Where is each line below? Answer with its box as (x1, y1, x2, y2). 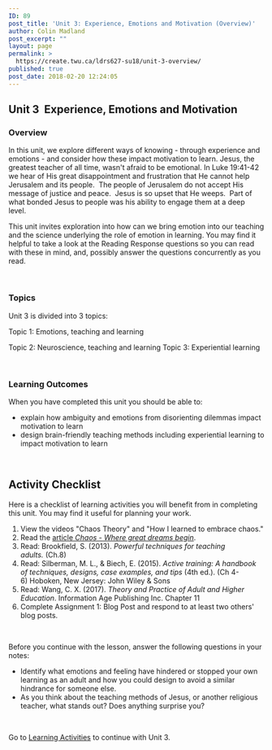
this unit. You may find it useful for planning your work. (8, 508, 192, 517)
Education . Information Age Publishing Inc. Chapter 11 (19, 593, 201, 603)
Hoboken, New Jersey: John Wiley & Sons (29, 575, 171, 586)
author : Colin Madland (8, 27, 85, 35)
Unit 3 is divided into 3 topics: (8, 311, 108, 320)
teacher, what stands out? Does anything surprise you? (19, 700, 205, 710)
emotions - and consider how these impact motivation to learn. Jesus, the (8, 154, 255, 164)
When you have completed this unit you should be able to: (8, 396, 203, 407)
